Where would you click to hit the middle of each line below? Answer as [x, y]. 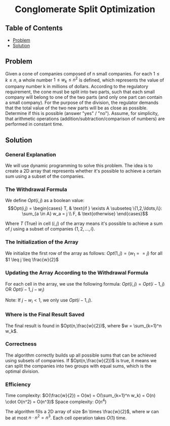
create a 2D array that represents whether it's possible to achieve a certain [83, 171]
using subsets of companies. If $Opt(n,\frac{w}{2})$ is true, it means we [81, 360]
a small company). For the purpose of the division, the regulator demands [82, 103]
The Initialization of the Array [42, 242]
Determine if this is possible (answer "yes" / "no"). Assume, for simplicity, [82, 113]
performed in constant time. [34, 124]
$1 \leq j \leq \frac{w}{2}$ [32, 260]
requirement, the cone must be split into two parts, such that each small [80, 92]
